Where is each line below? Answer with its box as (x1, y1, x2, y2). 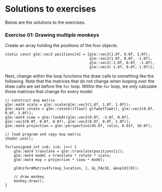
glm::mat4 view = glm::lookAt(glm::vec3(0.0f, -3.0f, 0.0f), (5, 115, 131, 120)
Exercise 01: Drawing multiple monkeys (5, 32, 100, 38)
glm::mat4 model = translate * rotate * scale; (14, 153, 111, 158)
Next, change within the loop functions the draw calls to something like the (5, 73, 154, 79)
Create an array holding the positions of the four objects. (5, 43, 118, 48)
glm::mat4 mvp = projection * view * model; (14, 158, 105, 162)
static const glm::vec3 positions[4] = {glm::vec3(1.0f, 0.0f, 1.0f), (5, 52, 150, 57)
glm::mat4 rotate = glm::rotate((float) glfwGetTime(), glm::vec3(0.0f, (5, 107, 155, 112)
